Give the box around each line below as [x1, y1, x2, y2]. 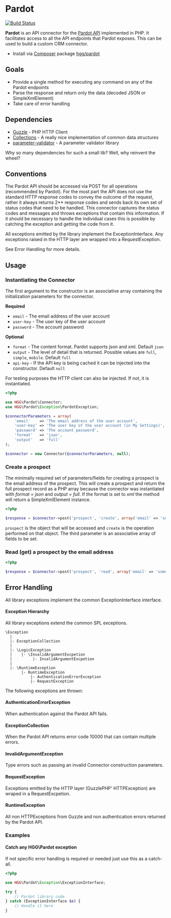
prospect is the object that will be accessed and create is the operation [5, 524, 154, 531]
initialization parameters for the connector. [5, 294, 94, 300]
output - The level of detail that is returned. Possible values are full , [12, 349, 157, 355]
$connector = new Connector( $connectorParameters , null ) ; [5, 451, 131, 456]
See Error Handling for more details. [5, 246, 81, 252]
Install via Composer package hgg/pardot [12, 50, 100, 57]
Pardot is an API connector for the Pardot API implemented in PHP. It [5, 30, 149, 36]
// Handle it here [14, 903, 53, 909]
